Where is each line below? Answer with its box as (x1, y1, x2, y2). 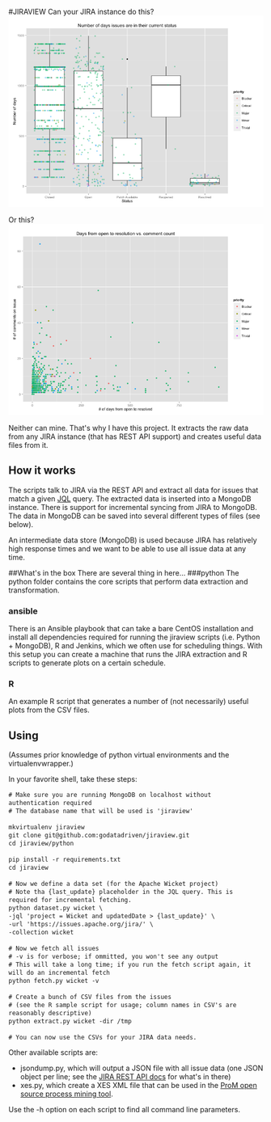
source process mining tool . (19, 1089, 113, 1099)
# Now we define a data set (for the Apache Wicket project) (8, 880, 219, 888)
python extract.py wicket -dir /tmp (8, 1018, 132, 1026)
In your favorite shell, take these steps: (8, 774, 138, 784)
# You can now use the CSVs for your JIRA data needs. (8, 1034, 197, 1042)
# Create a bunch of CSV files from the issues (8, 993, 172, 1002)
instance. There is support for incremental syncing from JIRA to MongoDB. (8, 502, 257, 512)
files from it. (8, 441, 49, 449)
